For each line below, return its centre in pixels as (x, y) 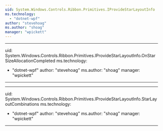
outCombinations (22, 104)
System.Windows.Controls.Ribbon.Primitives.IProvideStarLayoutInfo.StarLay (81, 99)
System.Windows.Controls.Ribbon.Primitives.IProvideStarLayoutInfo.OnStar (80, 56)
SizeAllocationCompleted (30, 61)
